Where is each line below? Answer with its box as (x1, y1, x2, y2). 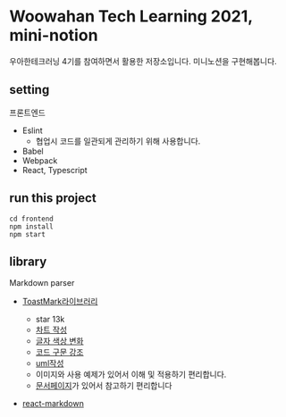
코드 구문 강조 (35, 346, 84, 358)
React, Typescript (21, 164, 88, 175)
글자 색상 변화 (35, 336, 84, 346)
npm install (9, 221, 54, 231)
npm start (9, 229, 46, 238)
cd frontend (9, 214, 54, 223)
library (9, 254, 47, 269)
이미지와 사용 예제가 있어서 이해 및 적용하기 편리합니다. (35, 369, 227, 380)
